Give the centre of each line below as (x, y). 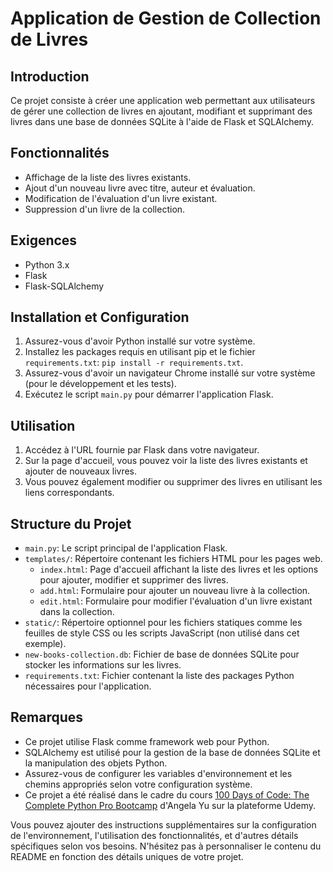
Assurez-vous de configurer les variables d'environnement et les (158, 773)
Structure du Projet (71, 523)
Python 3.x (47, 264)
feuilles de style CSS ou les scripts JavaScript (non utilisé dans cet (162, 633)
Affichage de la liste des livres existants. (108, 177)
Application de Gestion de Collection (166, 18)
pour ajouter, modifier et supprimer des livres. (134, 580)
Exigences (44, 240)
